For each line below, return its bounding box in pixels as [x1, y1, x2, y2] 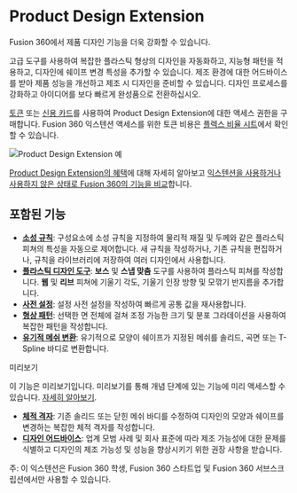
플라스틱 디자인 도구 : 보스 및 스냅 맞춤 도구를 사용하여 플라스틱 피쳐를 [21, 265, 260, 276]
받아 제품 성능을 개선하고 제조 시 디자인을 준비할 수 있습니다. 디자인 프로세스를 [18, 77, 288, 88]
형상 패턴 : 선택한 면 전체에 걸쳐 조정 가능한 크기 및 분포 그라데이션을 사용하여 [21, 309, 286, 320]
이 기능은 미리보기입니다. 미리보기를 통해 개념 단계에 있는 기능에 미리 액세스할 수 [9, 380, 286, 391]
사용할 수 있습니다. [47, 473, 112, 484]
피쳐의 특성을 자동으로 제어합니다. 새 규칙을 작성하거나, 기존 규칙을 [21, 243, 252, 254]
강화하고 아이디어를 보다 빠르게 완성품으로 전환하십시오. [9, 89, 201, 99]
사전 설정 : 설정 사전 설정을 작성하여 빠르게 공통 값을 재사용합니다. [21, 299, 246, 309]
